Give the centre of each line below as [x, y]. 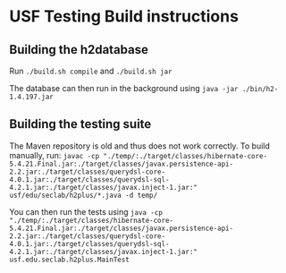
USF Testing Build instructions [124, 17]
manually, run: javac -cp [55, 155]
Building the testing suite [80, 124]
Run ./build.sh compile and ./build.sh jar [91, 71]
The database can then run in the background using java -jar [124, 88]
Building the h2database [79, 50]
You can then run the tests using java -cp [86, 211]
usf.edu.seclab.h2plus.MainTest [69, 260]
